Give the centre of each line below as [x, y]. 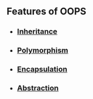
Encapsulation [42, 70]
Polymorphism [42, 51]
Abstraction [38, 88]
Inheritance [37, 32]
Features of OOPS [46, 12]
